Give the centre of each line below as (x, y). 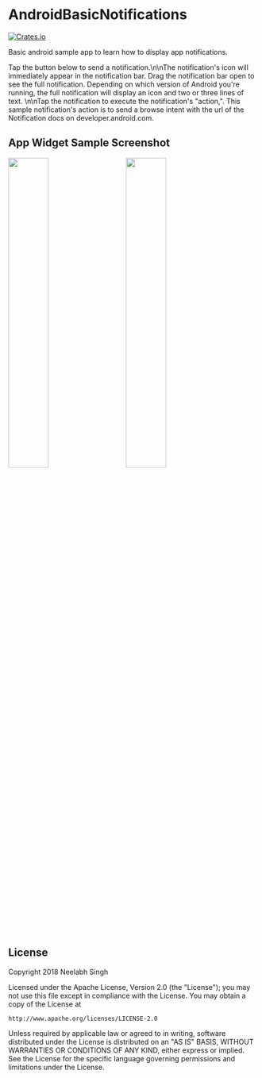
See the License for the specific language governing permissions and (122, 1058)
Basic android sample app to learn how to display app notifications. (118, 52)
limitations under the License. (56, 1067)
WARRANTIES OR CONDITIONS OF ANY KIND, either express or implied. (126, 1050)
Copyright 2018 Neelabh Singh (58, 972)
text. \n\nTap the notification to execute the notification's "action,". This (124, 101)
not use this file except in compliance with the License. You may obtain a (127, 995)
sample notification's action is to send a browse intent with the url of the (126, 110)
